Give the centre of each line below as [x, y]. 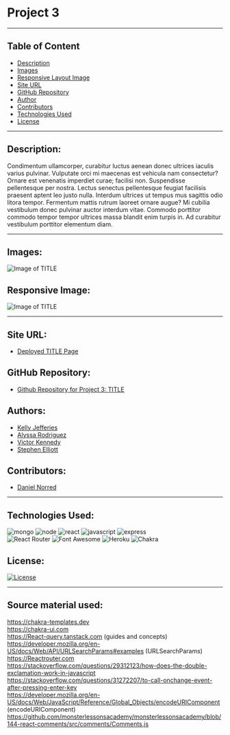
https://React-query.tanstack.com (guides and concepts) [87, 636]
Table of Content [43, 46]
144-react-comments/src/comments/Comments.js [78, 724]
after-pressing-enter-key [42, 687]
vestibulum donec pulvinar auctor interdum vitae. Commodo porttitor [104, 209]
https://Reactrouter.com [41, 658]
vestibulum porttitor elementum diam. [60, 224]
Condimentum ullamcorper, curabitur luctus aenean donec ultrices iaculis [111, 165]
